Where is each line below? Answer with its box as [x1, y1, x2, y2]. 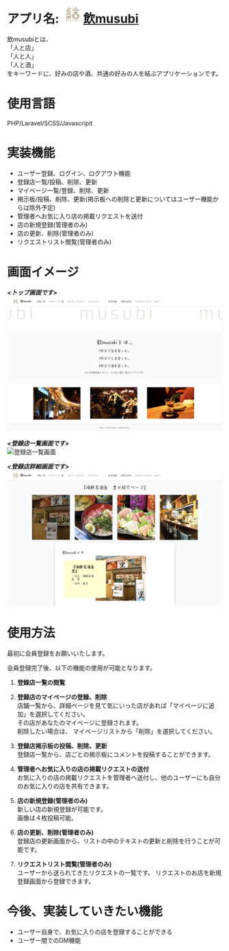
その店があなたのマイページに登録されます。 [16, 719, 143, 727]
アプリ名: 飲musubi [7, 11, 139, 27]
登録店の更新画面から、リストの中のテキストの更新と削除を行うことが [16, 836, 215, 845]
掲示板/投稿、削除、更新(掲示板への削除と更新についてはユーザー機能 [16, 195, 213, 203]
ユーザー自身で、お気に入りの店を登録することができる [16, 928, 173, 936]
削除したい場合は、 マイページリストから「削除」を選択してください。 [16, 727, 217, 735]
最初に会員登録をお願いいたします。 [7, 649, 109, 657]
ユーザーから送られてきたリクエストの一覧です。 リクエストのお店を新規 [16, 868, 222, 876]
